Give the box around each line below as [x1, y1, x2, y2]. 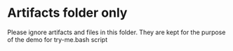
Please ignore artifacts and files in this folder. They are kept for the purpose [7, 28, 226, 36]
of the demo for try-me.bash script [7, 35, 107, 43]
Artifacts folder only [7, 5, 128, 21]
